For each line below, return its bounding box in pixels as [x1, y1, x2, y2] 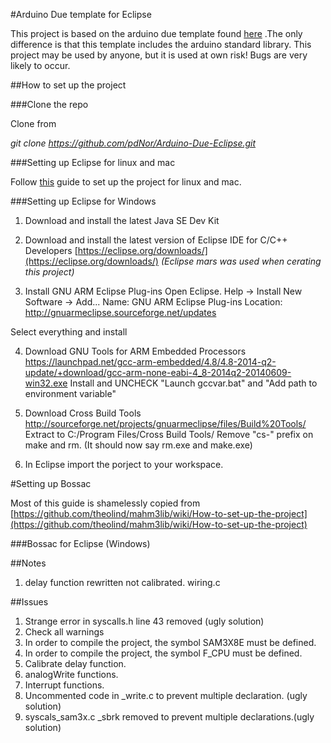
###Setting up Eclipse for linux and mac [10, 157, 176, 168]
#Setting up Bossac [10, 478, 92, 489]
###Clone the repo [10, 99, 89, 110]
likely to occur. [10, 60, 71, 71]
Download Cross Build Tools [24, 407, 142, 419]
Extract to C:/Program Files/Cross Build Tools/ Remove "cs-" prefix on [24, 429, 314, 440]
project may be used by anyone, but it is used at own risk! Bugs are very [10, 49, 308, 61]
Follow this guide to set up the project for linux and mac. [10, 176, 242, 188]
